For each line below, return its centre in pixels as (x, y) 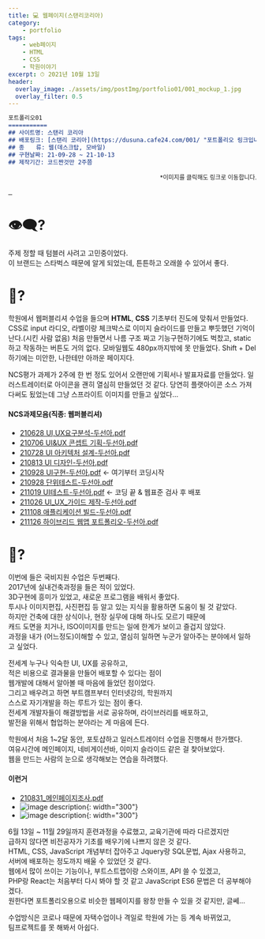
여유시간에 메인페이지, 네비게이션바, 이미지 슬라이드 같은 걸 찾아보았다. (116, 749)
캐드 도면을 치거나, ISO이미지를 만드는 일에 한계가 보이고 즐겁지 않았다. (117, 627)
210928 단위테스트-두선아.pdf (66, 482)
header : (21, 81)
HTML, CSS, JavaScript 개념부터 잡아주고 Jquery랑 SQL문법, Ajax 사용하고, (127, 851)
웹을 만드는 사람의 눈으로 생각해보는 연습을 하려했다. (88, 759)
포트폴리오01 (26, 118)
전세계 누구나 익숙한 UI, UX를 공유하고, (68, 663)
